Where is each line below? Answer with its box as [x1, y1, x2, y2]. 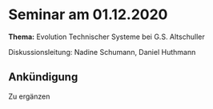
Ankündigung [8, 70, 78, 84]
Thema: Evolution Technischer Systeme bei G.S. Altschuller [8, 32, 206, 41]
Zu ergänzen [8, 91, 50, 101]
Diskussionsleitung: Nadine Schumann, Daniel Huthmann [8, 47, 196, 56]
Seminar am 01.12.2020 [8, 6, 168, 24]
